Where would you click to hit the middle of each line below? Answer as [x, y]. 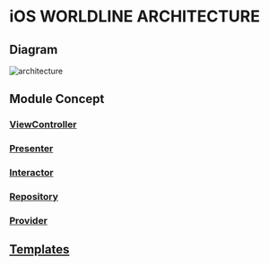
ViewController [43, 124]
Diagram [34, 50]
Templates [39, 249]
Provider [28, 221]
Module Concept [57, 99]
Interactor [31, 173]
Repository [34, 197]
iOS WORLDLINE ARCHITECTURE [134, 17]
